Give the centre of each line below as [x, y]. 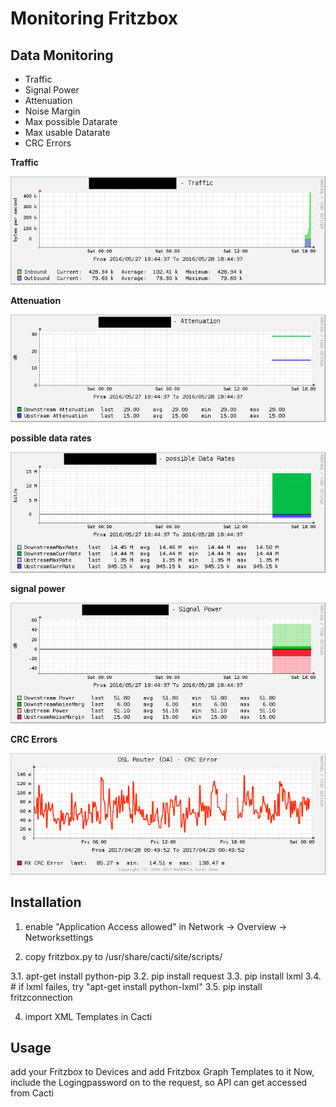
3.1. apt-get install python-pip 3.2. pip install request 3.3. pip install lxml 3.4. [166, 976]
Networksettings [59, 937]
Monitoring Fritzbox [94, 18]
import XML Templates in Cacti [88, 1016]
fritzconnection [41, 997]
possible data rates [51, 438]
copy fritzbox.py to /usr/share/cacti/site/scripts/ [123, 956]
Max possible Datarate [71, 121]
